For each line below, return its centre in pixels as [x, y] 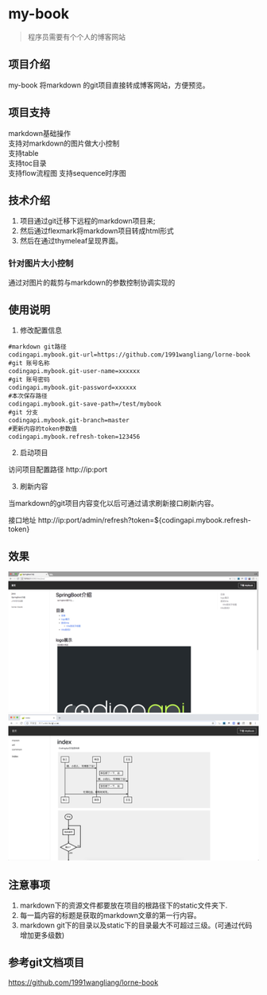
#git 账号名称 [29, 363]
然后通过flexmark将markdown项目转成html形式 [97, 231]
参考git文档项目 [46, 963]
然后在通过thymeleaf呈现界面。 [71, 241]
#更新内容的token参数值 [43, 429]
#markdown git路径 [37, 347]
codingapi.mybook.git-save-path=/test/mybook [85, 404]
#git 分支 [23, 413]
